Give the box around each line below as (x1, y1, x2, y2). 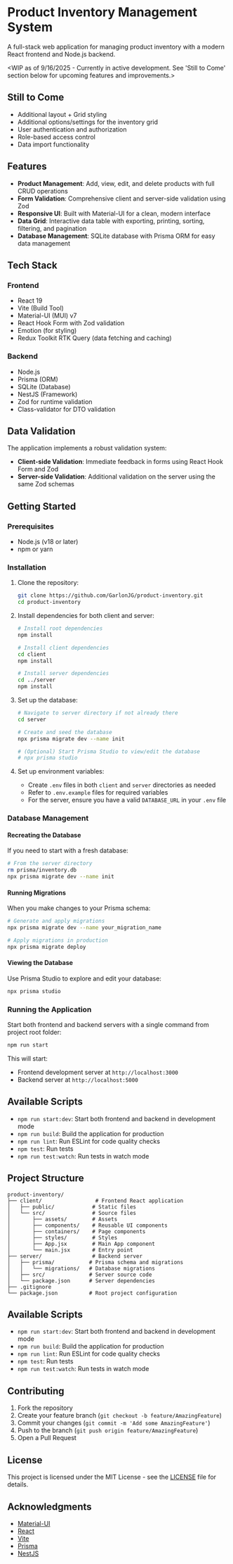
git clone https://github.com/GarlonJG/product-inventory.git (17, 592, 204, 599)
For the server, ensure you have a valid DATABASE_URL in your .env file (27, 796, 227, 805)
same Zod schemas (17, 480, 75, 488)
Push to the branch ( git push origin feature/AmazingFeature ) (17, 1426, 199, 1434)
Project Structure (7, 1173, 84, 1185)
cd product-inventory (17, 599, 81, 606)
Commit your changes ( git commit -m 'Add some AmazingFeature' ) (17, 1419, 211, 1427)
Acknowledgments (7, 1501, 93, 1513)
